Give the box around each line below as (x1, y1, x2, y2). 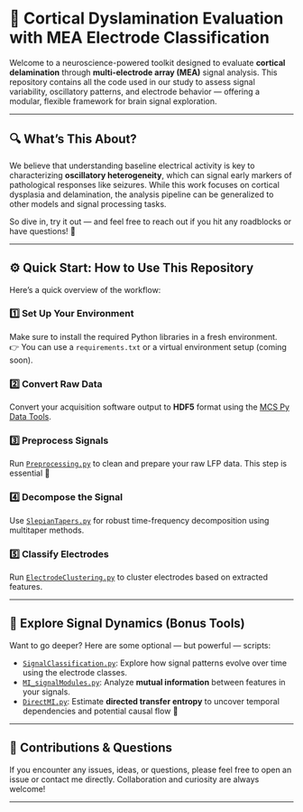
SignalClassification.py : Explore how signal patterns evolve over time (22, 657, 287, 668)
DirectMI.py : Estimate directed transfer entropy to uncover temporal (22, 695, 280, 706)
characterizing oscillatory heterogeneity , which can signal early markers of (9, 169, 292, 180)
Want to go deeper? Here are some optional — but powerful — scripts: (9, 639, 271, 650)
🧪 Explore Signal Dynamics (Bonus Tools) (9, 616, 245, 631)
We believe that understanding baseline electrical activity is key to (9, 160, 255, 171)
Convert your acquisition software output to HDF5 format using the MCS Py (9, 401, 290, 412)
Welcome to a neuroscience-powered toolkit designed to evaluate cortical (9, 57, 286, 68)
